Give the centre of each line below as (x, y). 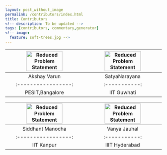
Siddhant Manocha (44, 129)
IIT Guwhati (123, 92)
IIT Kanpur (44, 145)
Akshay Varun (44, 76)
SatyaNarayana (123, 76)
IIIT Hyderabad (123, 145)
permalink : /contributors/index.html (44, 14)
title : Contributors (27, 19)
